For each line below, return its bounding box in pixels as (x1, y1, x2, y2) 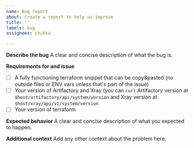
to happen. (6, 124, 32, 131)
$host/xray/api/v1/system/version (14, 101, 99, 107)
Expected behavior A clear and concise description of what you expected (6, 118, 185, 125)
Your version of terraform (14, 106, 76, 113)
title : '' (6, 19, 30, 25)
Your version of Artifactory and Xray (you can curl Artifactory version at (14, 87, 189, 94)
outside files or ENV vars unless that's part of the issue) (14, 81, 149, 88)
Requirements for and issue (6, 63, 75, 70)
